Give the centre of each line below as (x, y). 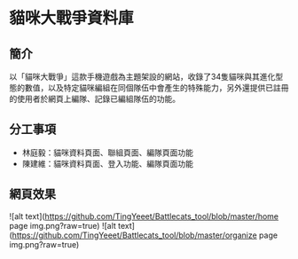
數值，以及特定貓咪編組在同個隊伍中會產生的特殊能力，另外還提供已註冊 (157, 88)
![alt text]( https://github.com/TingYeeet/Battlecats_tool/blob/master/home (144, 216)
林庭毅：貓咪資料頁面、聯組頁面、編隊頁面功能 (107, 153)
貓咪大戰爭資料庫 (72, 18)
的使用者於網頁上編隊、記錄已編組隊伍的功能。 (94, 99)
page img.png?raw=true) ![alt (63, 225)
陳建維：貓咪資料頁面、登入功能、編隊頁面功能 (107, 163)
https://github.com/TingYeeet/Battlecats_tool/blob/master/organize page (145, 235)
